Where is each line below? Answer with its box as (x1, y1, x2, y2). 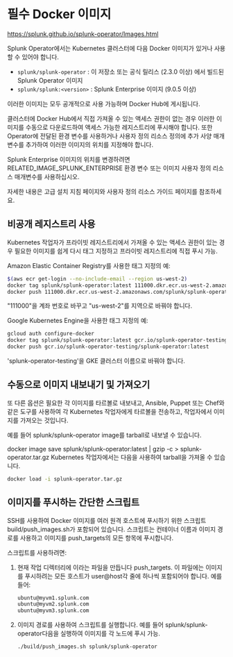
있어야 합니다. (21, 53, 59, 61)
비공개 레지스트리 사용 (7, 218, 96, 230)
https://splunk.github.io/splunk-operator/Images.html (7, 29, 159, 38)
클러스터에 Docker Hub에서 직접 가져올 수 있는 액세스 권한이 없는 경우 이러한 (7, 114, 215, 122)
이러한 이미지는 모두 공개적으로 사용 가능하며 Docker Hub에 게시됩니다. (7, 99, 200, 108)
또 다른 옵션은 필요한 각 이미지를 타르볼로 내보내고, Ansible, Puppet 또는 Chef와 (7, 399, 225, 407)
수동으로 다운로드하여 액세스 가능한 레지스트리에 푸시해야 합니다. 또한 (25, 123, 213, 131)
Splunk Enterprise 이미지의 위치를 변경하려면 (7, 155, 130, 163)
